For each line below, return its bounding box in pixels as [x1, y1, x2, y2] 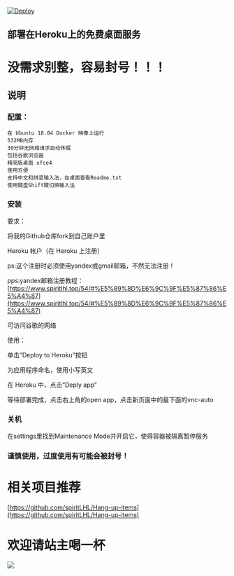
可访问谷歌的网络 [7, 321, 57, 329]
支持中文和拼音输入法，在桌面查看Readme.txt [7, 174, 122, 181]
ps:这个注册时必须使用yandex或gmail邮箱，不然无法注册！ [7, 261, 175, 270]
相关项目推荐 [7, 479, 82, 495]
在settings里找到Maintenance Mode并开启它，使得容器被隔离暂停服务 [7, 432, 208, 440]
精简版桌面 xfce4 [7, 160, 52, 167]
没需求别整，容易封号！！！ [7, 60, 167, 75]
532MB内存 [7, 137, 34, 144]
